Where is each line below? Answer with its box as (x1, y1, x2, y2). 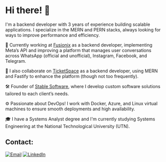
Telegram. (5, 58, 26, 64)
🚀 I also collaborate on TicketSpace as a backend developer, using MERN (5, 68, 158, 74)
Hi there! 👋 (5, 5, 51, 16)
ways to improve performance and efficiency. (5, 32, 100, 38)
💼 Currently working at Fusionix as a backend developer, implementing (5, 42, 153, 48)
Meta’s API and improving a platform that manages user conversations (5, 47, 152, 53)
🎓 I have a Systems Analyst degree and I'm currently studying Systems (5, 116, 155, 122)
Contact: (5, 138, 34, 146)
